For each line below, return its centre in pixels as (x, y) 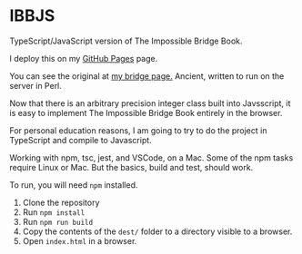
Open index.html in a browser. (80, 240)
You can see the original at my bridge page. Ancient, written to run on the (147, 76)
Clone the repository (61, 202)
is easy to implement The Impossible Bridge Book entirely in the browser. (146, 112)
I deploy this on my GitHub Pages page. (84, 58)
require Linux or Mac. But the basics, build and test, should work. (131, 167)
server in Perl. (35, 85)
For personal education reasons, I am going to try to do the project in (138, 130)
